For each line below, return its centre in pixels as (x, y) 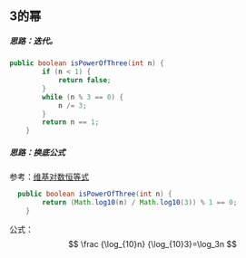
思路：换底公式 (37, 152)
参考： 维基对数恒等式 (49, 177)
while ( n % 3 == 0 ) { (83, 97)
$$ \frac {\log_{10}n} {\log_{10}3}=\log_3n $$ (153, 244)
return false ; (84, 81)
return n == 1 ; (71, 122)
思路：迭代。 (33, 41)
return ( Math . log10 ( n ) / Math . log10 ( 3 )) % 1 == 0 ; (140, 203)
